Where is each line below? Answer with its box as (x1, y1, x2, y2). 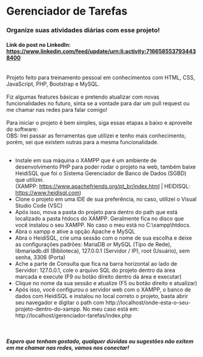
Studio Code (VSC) (15, 202, 63, 209)
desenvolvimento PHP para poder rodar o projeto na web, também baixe (15, 163, 196, 171)
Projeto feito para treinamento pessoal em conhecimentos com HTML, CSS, (6, 74, 195, 81)
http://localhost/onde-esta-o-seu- (105, 299, 191, 307)
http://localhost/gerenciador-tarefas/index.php (15, 312, 132, 319)
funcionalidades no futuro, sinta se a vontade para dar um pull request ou (6, 100, 190, 107)
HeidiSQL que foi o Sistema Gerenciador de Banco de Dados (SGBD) (15, 170, 187, 177)
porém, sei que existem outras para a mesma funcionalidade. (6, 139, 159, 146)
